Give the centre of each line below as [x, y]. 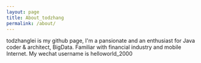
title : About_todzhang [35, 18]
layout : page [23, 12]
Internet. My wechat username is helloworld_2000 [70, 54]
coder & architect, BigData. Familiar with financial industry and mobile [94, 47]
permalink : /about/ [31, 23]
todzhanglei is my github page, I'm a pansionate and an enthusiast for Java [101, 41]
